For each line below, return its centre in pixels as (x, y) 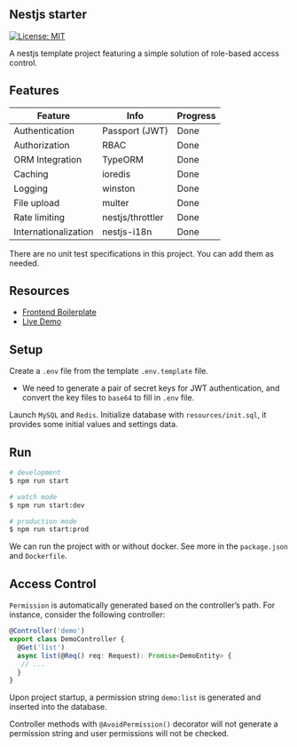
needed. (24, 263)
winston (118, 188)
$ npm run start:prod (49, 529)
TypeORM (123, 159)
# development (35, 473)
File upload (37, 203)
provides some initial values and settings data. (94, 425)
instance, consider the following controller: (87, 615)
